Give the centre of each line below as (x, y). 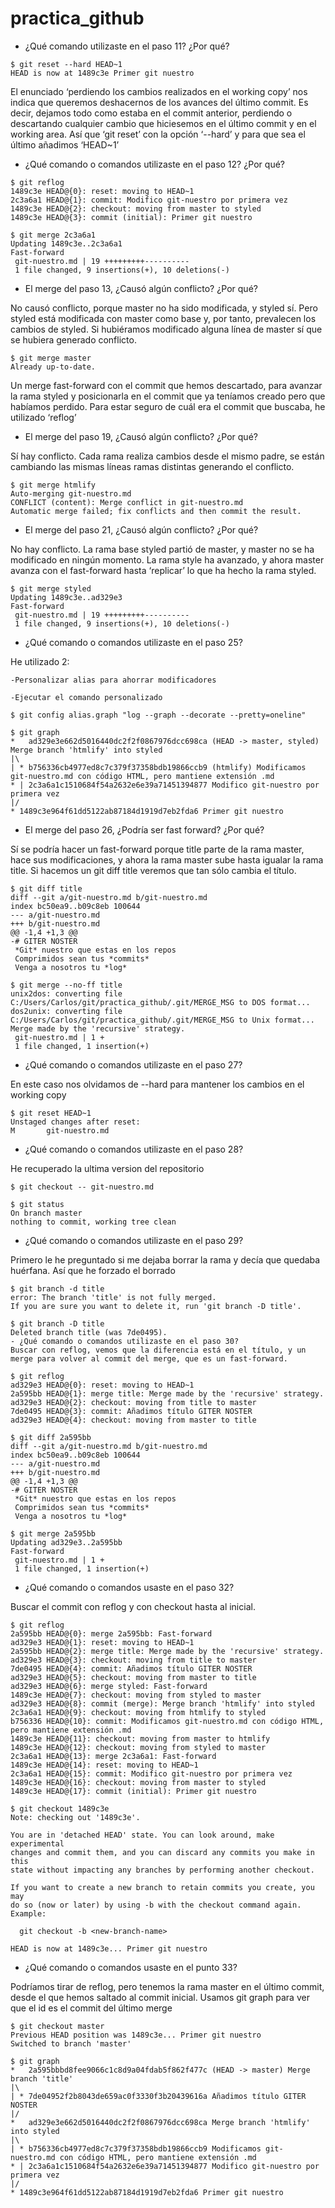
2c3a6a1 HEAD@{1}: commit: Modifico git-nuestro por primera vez (149, 200)
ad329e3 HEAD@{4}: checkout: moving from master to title (133, 1420)
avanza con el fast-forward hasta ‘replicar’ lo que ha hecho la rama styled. (163, 570)
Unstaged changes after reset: (75, 1122)
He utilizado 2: (40, 661)
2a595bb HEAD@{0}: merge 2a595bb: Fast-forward (111, 1633)
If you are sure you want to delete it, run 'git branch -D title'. (156, 1306)
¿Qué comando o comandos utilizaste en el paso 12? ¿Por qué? (154, 164)
